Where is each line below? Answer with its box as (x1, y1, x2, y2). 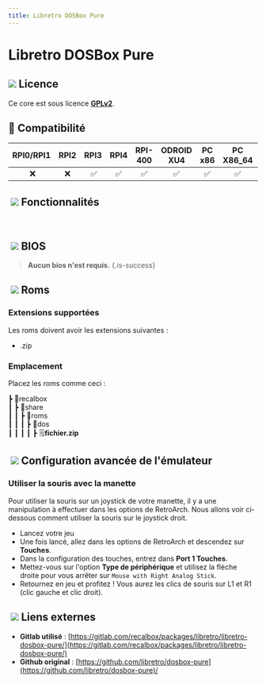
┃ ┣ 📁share (8, 403, 44, 412)
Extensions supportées (8, 307, 100, 318)
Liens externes (21, 611, 97, 624)
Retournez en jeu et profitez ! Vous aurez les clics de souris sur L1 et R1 (19, 579, 252, 588)
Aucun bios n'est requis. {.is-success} (27, 260, 156, 270)
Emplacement (8, 361, 63, 372)
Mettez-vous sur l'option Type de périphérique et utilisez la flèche (19, 561, 237, 572)
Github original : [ (19, 657, 79, 666)
